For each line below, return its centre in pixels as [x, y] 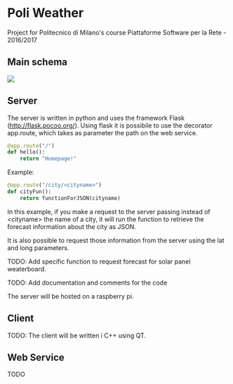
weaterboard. [27, 268]
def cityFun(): [29, 192]
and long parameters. [38, 247]
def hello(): [26, 152]
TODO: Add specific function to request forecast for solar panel [99, 261]
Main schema [38, 62]
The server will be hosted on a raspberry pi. [71, 296]
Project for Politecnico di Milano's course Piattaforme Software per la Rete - [117, 32]
